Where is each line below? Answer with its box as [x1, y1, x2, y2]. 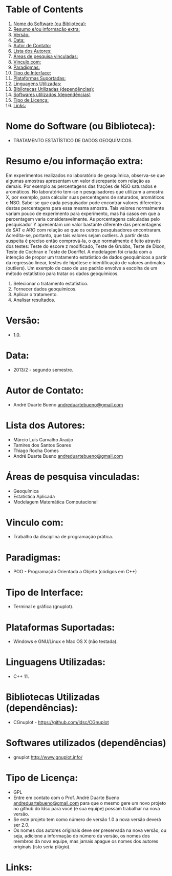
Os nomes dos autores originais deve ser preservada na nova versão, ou [13, 827, 167, 833]
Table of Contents [6, 4, 83, 15]
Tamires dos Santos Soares [13, 442, 71, 448]
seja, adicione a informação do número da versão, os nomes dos [13, 833, 150, 839]
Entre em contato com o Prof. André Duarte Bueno [13, 794, 120, 801]
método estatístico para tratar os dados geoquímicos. [6, 270, 119, 277]
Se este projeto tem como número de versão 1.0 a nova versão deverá [13, 816, 161, 822]
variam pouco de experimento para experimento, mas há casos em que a [6, 210, 160, 217]
